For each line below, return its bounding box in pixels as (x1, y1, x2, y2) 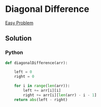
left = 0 (14, 69, 32, 75)
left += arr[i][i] (23, 88, 61, 93)
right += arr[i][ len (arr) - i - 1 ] (23, 93, 97, 98)
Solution (5, 34, 32, 43)
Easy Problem (5, 20, 34, 26)
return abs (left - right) (14, 97, 68, 102)
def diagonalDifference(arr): (5, 60, 68, 65)
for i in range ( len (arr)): (14, 83, 70, 88)
